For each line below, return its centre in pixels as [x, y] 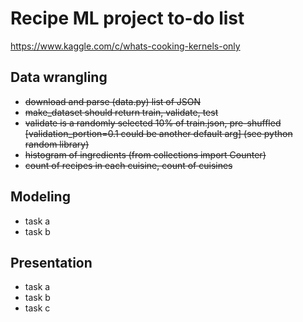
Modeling [40, 197]
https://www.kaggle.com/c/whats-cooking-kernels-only [125, 46]
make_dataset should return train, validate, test [121, 112]
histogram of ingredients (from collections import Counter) [145, 154]
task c [37, 308]
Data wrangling [59, 77]
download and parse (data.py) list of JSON [113, 101]
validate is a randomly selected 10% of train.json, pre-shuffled [153, 123]
